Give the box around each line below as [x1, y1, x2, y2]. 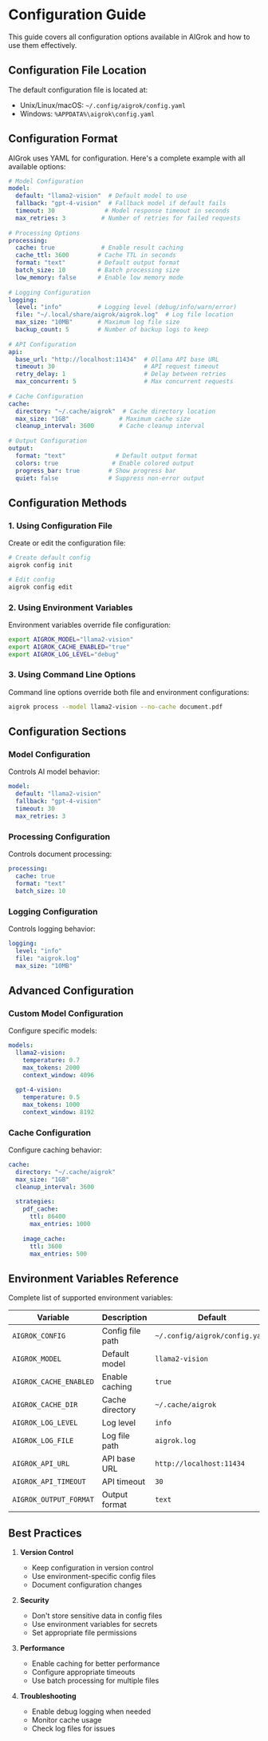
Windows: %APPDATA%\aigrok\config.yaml [19, 109, 156, 118]
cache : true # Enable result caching [15, 244, 183, 252]
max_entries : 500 [29, 1250, 88, 1258]
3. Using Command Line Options [8, 669, 136, 680]
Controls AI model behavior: [8, 767, 100, 776]
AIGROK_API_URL [12, 1459, 70, 1469]
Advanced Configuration [8, 984, 134, 997]
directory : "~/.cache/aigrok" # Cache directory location [15, 407, 216, 415]
